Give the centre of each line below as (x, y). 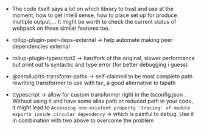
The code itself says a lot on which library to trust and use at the (93, 9)
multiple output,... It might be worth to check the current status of (94, 22)
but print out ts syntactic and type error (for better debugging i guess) (100, 64)
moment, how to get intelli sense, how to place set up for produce (95, 15)
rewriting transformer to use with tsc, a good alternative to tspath (94, 83)
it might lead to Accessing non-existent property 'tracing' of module (101, 108)
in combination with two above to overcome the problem (83, 120)
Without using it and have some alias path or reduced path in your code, (103, 101)
